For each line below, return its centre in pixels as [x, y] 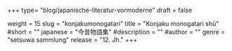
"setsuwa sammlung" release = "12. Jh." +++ [72, 40]
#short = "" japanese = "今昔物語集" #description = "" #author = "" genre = [116, 32]
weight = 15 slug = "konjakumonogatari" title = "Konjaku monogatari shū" [113, 23]
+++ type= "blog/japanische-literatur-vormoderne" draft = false [100, 10]
